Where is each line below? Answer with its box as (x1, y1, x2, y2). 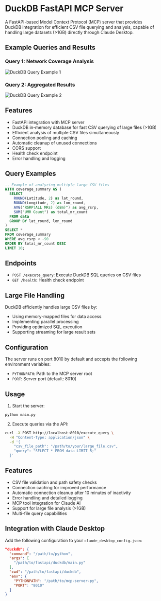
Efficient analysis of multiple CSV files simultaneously (12, 129, 120, 135)
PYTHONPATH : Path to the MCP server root (12, 371, 92, 377)
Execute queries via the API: (12, 421, 69, 427)
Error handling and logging (12, 155, 65, 161)
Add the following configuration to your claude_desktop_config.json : (5, 537, 142, 543)
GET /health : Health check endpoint (12, 277, 84, 283)
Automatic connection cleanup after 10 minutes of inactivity (12, 490, 131, 495)
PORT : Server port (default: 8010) (12, 376, 77, 382)
